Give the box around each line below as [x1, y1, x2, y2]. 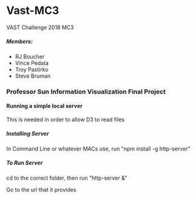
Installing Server [6, 130, 50, 137]
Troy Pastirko [15, 66, 49, 73]
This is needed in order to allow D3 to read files [6, 116, 125, 123]
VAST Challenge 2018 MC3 [6, 24, 74, 31]
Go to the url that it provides [6, 186, 76, 193]
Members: [6, 38, 33, 45]
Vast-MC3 [6, 4, 59, 18]
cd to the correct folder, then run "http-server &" [6, 174, 127, 181]
